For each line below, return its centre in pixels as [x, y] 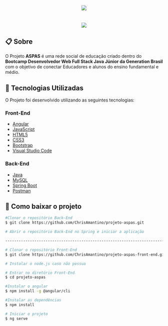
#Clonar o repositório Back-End [39, 218]
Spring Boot [25, 185]
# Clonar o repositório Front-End [41, 250]
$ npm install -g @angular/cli [38, 291]
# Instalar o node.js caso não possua [45, 264]
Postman [21, 190]
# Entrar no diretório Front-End [40, 273]
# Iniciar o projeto [27, 314]
